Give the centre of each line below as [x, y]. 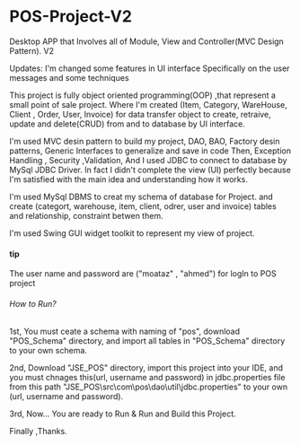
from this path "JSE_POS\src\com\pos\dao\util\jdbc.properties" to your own [149, 387]
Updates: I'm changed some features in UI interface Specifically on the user [150, 68]
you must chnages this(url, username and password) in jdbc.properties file [147, 378]
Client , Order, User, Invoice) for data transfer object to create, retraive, [140, 114]
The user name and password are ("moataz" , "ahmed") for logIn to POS [143, 274]
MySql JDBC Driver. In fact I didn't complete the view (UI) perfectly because [150, 170]
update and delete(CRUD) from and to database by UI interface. [127, 124]
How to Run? [33, 303]
